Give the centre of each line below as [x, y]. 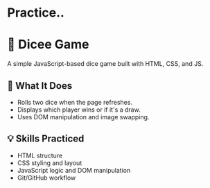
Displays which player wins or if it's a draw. [79, 110]
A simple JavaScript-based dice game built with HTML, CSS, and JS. [105, 64]
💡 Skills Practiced [46, 139]
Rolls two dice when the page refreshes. [75, 102]
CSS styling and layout [50, 163]
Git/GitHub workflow [46, 178]
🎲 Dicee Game [48, 45]
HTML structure [40, 155]
